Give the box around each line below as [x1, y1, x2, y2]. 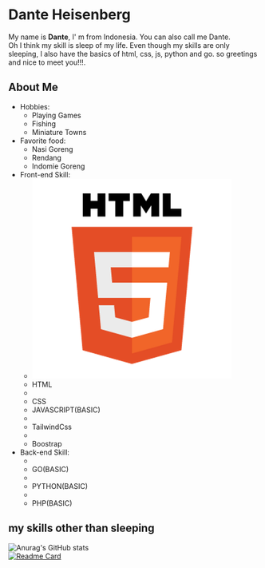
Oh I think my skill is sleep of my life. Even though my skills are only [8, 40, 230, 50]
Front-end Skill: [19, 169, 70, 179]
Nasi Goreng [31, 144, 73, 153]
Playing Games [31, 110, 81, 120]
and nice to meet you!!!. [8, 58, 86, 67]
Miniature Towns [31, 127, 87, 137]
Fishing [31, 118, 57, 129]
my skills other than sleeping [8, 522, 155, 535]
